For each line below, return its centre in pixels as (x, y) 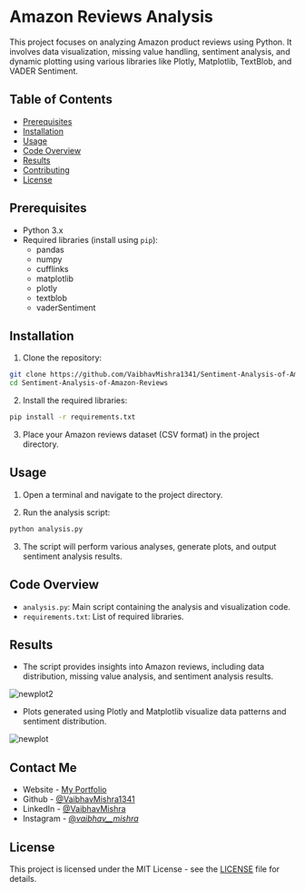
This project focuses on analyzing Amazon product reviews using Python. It (151, 42)
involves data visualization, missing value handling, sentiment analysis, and (150, 51)
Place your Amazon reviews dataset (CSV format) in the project (141, 435)
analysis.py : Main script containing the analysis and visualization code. (156, 606)
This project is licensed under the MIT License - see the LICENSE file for (144, 869)
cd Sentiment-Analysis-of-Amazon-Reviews (89, 383)
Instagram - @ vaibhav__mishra (80, 819)
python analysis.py (46, 529)
